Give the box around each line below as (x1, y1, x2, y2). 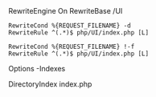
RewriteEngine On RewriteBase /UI (8, 6, 123, 15)
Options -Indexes (8, 64, 66, 73)
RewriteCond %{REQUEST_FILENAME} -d (8, 22, 131, 30)
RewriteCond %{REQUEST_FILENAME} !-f (8, 42, 135, 51)
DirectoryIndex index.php (8, 79, 92, 89)
